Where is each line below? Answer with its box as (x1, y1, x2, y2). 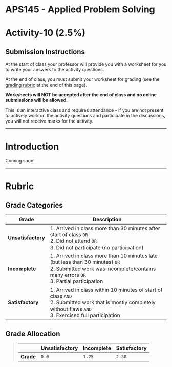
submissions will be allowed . (5, 97, 68, 104)
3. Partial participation (50, 278, 103, 285)
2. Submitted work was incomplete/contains (50, 265, 156, 272)
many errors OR (50, 272, 86, 279)
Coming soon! (5, 158, 35, 164)
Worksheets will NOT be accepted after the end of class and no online (5, 92, 157, 98)
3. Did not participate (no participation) (50, 244, 144, 251)
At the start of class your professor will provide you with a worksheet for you (5, 61, 167, 67)
